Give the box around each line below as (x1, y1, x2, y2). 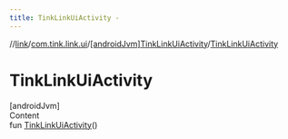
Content (9, 110, 40, 121)
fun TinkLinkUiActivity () (9, 119, 98, 130)
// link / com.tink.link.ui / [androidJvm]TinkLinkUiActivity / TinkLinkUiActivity (9, 38, 279, 49)
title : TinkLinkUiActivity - (9, 13, 120, 23)
